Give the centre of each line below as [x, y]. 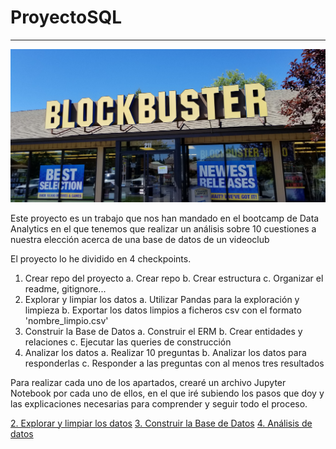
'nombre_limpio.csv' [66, 320]
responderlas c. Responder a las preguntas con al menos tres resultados [174, 363]
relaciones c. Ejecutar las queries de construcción [128, 342]
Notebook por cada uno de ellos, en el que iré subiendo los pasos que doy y [167, 393]
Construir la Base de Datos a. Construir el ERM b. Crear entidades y [163, 331]
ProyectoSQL [66, 17]
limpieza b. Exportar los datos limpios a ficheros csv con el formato [163, 310]
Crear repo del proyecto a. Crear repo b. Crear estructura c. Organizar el [174, 278]
